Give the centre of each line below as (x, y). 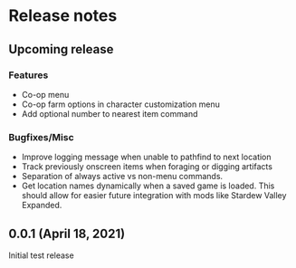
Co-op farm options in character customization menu (121, 104)
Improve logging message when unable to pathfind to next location (147, 157)
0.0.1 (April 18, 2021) (67, 233)
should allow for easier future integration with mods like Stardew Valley (154, 196)
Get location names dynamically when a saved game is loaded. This (148, 186)
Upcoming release (61, 49)
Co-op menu (45, 94)
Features (29, 75)
